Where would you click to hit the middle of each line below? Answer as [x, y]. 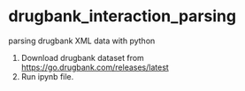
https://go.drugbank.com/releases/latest [95, 67]
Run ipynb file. [47, 76]
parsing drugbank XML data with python [82, 41]
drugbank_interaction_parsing [122, 16]
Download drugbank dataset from [83, 57]
